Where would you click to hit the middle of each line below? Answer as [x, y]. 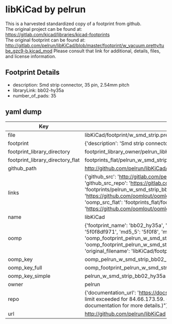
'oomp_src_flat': [103, 202]
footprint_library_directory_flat [44, 160]
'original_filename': [107, 251]
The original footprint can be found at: [45, 40]
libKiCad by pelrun [46, 9]
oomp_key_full [25, 268]
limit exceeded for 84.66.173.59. [124, 299]
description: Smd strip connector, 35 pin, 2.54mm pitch [71, 85]
